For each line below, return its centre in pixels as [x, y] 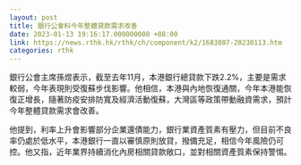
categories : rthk [42, 51]
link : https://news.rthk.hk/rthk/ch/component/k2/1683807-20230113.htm [146, 42]
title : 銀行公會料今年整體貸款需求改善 [73, 26]
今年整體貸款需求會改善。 [56, 111]
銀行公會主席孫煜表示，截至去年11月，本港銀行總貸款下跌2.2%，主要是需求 [148, 78]
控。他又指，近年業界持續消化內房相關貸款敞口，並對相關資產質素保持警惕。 [150, 152]
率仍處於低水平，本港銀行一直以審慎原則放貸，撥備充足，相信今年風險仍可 [146, 141]
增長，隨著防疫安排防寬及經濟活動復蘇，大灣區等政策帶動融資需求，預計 [158, 100]
